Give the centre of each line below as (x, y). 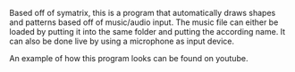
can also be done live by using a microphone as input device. (122, 41)
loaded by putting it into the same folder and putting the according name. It (147, 32)
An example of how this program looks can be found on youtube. (129, 58)
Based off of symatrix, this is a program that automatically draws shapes (143, 13)
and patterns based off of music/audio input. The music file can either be (144, 22)
